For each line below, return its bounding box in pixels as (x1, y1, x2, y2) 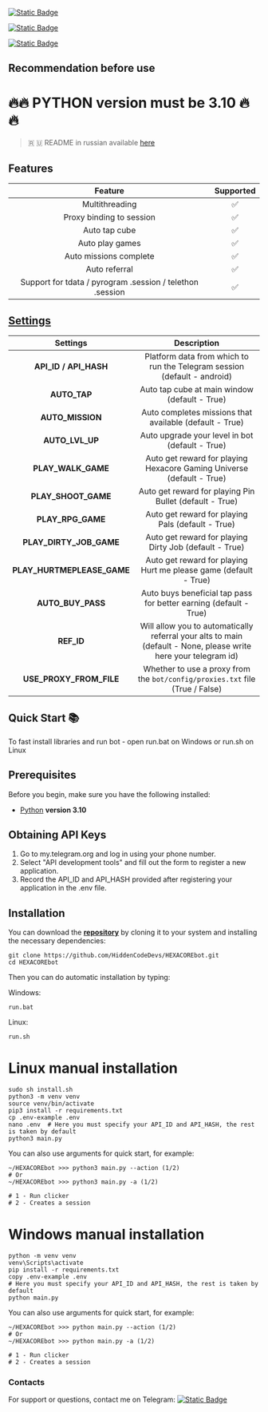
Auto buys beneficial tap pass (140, 587, 253, 598)
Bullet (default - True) (155, 495, 238, 506)
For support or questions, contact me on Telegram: (8, 1394, 175, 1405)
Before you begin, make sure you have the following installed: (8, 789, 211, 799)
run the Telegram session (148, 360, 245, 371)
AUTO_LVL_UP (43, 434, 100, 446)
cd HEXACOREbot (8, 958, 59, 966)
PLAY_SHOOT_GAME (30, 490, 112, 502)
